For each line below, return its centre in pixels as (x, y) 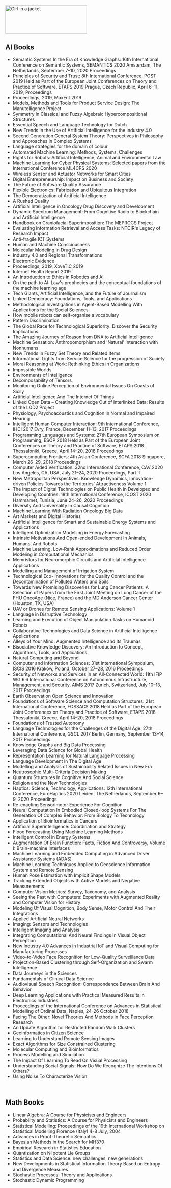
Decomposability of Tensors (42, 380)
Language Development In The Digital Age (57, 761)
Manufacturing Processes (40, 951)
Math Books (25, 1103)
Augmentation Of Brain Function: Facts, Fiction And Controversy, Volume (89, 843)
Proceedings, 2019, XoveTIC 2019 (48, 266)
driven (19, 484)
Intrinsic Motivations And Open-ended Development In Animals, (79, 538)
